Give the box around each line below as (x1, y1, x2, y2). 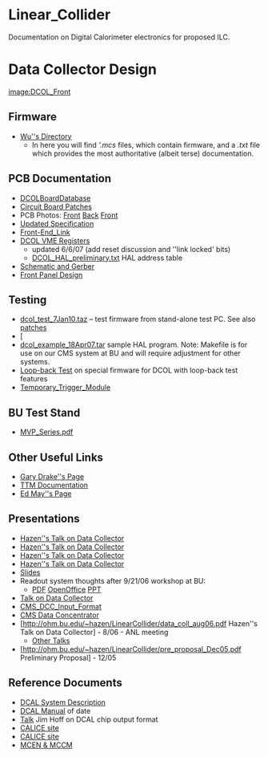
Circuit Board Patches (19, 201, 92, 211)
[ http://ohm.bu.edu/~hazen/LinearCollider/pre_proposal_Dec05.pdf (19, 644, 242, 653)
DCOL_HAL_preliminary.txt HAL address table (31, 253, 182, 263)
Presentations (8, 512, 80, 526)
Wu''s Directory (19, 131, 72, 141)
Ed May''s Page (19, 488, 72, 499)
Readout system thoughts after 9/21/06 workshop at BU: (19, 576, 206, 585)
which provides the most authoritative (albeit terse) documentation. (31, 149, 254, 158)
